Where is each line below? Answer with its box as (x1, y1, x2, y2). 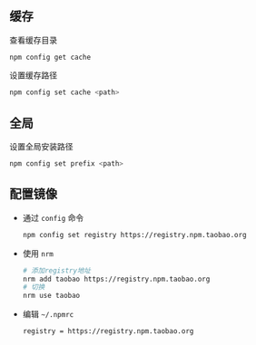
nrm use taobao (22, 292, 81, 301)
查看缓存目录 (9, 34, 57, 45)
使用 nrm (22, 247, 54, 259)
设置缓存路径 (9, 70, 57, 81)
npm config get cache (9, 53, 92, 62)
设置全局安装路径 (9, 141, 74, 152)
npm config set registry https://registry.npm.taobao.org (22, 230, 247, 239)
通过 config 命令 (22, 212, 84, 223)
